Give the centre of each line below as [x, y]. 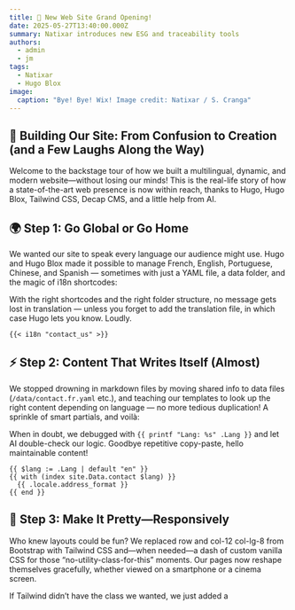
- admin [31, 51]
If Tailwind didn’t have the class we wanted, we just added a [119, 596]
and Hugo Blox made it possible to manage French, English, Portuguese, [141, 263]
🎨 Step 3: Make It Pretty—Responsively [120, 520]
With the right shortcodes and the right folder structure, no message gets [143, 299]
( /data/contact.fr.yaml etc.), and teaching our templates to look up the [140, 398]
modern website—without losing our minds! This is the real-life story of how [147, 180]
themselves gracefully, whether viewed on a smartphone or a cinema [135, 569]
